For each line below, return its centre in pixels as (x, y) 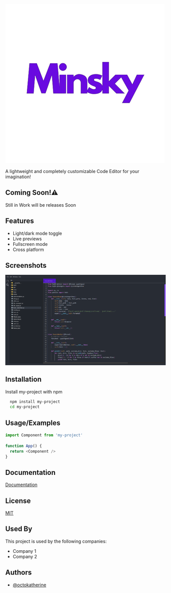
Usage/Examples (33, 423)
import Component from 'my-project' (44, 435)
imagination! (18, 177)
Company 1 (24, 551)
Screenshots (26, 265)
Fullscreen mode (30, 244)
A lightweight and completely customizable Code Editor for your (72, 171)
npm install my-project (35, 402)
